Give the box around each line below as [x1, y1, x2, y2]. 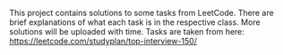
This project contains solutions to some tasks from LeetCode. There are [9, 8, 275, 18]
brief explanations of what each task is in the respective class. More [9, 17, 262, 27]
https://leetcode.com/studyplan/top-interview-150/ [9, 35, 197, 46]
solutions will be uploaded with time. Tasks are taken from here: [9, 27, 244, 36]
